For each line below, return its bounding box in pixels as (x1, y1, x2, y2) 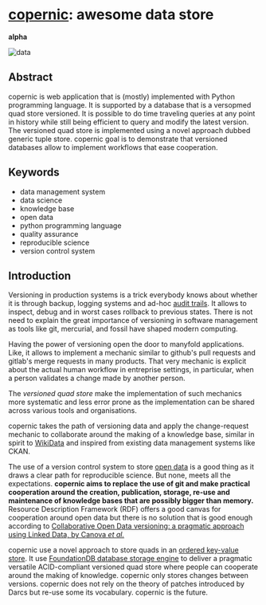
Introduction (8, 269, 72, 282)
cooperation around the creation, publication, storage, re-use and (8, 488, 231, 497)
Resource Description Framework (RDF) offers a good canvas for (8, 505, 221, 514)
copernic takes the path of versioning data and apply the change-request (8, 421, 249, 431)
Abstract (8, 70, 53, 84)
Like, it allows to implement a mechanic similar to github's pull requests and (8, 348, 256, 358)
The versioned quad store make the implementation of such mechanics (8, 389, 242, 399)
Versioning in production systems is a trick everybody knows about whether (8, 290, 258, 300)
